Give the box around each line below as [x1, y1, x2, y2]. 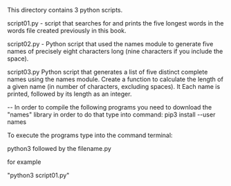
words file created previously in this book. [7, 27, 127, 34]
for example [7, 158, 41, 166]
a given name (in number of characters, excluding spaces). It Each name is [7, 83, 221, 90]
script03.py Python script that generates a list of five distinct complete [7, 68, 208, 76]
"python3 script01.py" [7, 172, 70, 179]
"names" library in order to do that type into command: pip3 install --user [7, 110, 216, 118]
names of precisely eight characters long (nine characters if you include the [7, 48, 223, 55]
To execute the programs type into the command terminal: [7, 131, 173, 139]
